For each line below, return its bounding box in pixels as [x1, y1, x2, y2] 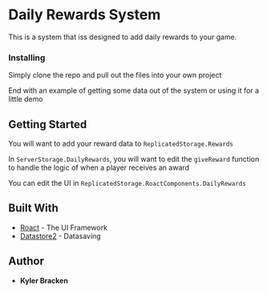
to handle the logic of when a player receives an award [8, 163, 190, 173]
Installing [8, 52, 46, 63]
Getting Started [8, 118, 87, 131]
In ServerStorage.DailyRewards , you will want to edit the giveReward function [8, 155, 260, 164]
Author [8, 255, 44, 268]
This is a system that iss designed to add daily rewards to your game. [8, 32, 237, 42]
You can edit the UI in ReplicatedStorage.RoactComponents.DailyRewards [8, 179, 246, 188]
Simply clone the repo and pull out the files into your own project [8, 70, 222, 80]
